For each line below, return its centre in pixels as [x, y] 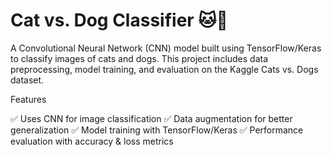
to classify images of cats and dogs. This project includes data [139, 58]
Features [28, 99]
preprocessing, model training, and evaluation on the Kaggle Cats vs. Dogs [164, 69]
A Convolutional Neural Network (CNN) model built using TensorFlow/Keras [166, 48]
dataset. [27, 80]
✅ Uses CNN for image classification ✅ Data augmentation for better [151, 118]
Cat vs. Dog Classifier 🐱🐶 [119, 20]
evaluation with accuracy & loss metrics [92, 141]
